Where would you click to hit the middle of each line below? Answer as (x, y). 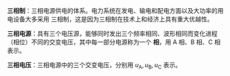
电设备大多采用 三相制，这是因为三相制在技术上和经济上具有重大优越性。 (110, 19)
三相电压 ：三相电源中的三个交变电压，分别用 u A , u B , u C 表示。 (94, 66)
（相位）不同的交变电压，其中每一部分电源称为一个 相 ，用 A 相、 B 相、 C (110, 42)
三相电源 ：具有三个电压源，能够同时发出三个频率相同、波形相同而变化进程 (112, 34)
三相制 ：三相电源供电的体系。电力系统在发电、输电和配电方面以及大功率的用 (115, 11)
